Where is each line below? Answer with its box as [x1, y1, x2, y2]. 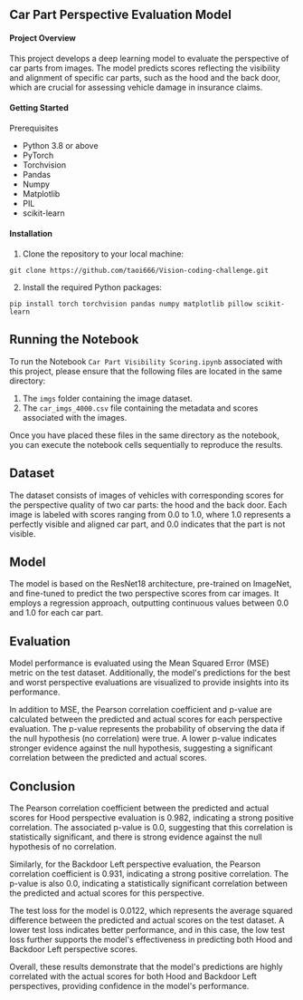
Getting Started [9, 102, 70, 113]
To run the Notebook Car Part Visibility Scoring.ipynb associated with [9, 355, 283, 366]
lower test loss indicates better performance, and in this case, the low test [9, 925, 286, 936]
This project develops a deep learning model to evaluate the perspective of [9, 53, 289, 63]
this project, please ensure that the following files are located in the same [9, 365, 283, 376]
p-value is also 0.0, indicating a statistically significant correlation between [9, 879, 288, 889]
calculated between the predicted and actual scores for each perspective [9, 714, 283, 724]
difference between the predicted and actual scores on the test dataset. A [9, 915, 285, 926]
